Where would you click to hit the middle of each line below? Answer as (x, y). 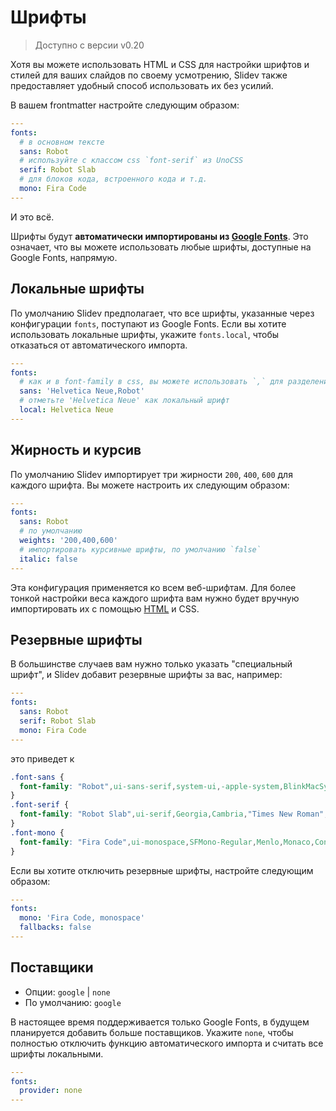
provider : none (51, 1091)
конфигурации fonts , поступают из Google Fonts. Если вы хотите (148, 323)
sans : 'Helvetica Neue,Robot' (82, 391)
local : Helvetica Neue (66, 410)
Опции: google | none (67, 992)
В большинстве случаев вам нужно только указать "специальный (151, 664)
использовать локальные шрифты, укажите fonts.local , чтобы (145, 334)
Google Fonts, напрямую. (64, 257)
